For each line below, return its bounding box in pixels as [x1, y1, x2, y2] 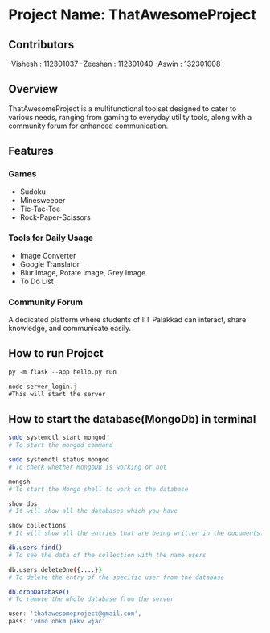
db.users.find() [8, 544, 63, 552]
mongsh [8, 478, 31, 486]
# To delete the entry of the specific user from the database [8, 573, 225, 581]
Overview [8, 82, 59, 96]
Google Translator [19, 259, 80, 269]
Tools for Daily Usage [8, 232, 94, 243]
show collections [8, 522, 67, 530]
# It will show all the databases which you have [8, 507, 178, 515]
